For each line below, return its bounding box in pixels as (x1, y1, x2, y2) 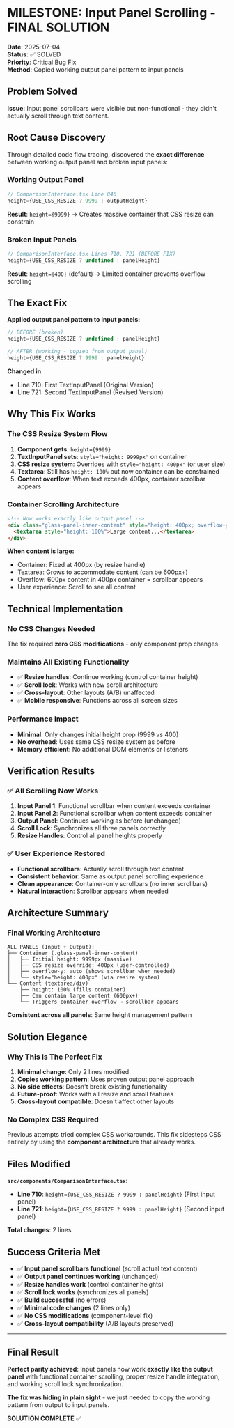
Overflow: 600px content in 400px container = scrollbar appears (17, 575, 203, 584)
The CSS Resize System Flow (7, 429, 108, 439)
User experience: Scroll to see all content (17, 583, 136, 591)
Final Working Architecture (7, 928, 101, 938)
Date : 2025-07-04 (7, 42, 61, 51)
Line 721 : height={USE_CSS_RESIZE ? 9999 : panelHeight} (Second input (17, 1205, 225, 1213)
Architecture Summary (7, 907, 109, 919)
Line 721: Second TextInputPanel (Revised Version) (17, 388, 164, 396)
